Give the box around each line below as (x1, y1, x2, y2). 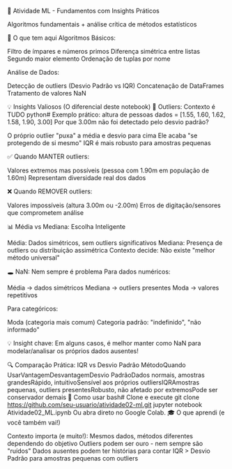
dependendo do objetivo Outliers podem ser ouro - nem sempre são (7, 440, 203, 447)
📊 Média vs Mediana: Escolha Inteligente (7, 223, 126, 230)
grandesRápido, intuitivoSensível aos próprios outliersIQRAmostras (7, 378, 200, 387)
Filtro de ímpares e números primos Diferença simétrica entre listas (7, 47, 201, 55)
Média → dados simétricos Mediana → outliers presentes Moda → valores (7, 283, 219, 292)
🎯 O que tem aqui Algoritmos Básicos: (7, 33, 116, 42)
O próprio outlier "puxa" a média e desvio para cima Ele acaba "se (7, 131, 198, 140)
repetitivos (7, 291, 38, 299)
